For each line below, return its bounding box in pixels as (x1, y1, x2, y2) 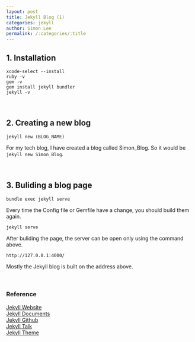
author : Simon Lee (6, 25, 52, 31)
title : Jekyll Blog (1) (6, 14, 65, 20)
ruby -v (6, 74, 25, 80)
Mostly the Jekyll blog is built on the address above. (6, 262, 133, 270)
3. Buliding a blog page (6, 180, 92, 191)
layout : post (6, 8, 39, 15)
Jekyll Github (6, 316, 39, 324)
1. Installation (6, 53, 56, 63)
